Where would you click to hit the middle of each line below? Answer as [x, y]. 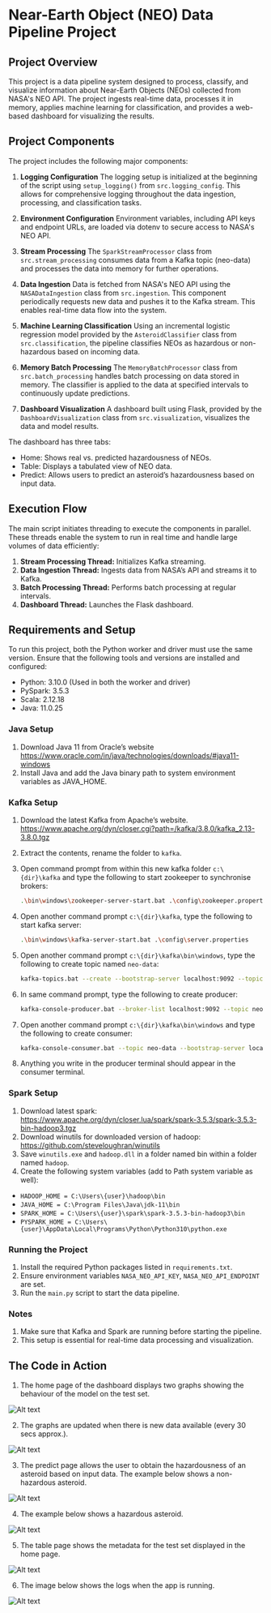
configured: [28, 667]
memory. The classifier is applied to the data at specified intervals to [134, 384]
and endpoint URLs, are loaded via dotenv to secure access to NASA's [137, 227]
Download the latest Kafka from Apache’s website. [104, 820]
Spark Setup [33, 1093]
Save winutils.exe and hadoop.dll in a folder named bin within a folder [138, 1154]
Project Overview [53, 62]
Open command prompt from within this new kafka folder [116, 869]
